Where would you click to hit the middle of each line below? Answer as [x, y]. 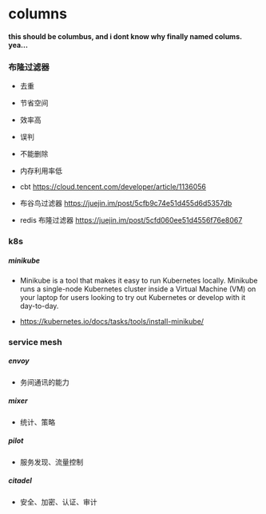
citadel [20, 480]
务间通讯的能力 [44, 382]
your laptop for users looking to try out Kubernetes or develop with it [133, 297]
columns [38, 14]
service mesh [35, 342]
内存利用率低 [41, 171]
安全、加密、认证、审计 [58, 502]
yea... [18, 45]
